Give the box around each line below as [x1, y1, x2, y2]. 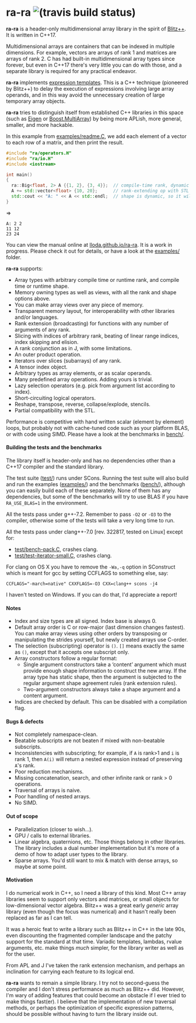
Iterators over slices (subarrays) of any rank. [14, 357, 122, 364]
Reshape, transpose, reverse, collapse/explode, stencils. [14, 401, 150, 408]
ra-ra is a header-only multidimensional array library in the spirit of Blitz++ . [6, 25, 187, 32]
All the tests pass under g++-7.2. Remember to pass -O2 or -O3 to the [6, 511, 171, 518]
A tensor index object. [14, 363, 68, 370]
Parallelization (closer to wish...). [14, 825, 93, 833]
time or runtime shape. [14, 283, 69, 290]
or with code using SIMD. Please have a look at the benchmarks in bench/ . [6, 430, 185, 438]
